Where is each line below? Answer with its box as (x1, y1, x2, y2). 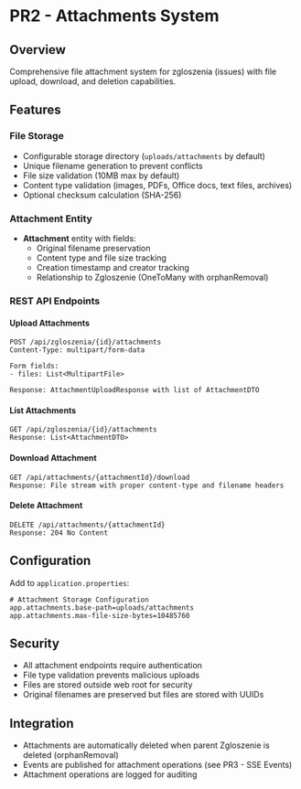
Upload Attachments (9, 317, 90, 328)
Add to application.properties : (9, 577, 130, 588)
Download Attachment (9, 452, 98, 463)
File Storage (9, 130, 64, 143)
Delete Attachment (9, 500, 83, 511)
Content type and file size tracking (36, 252, 167, 263)
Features (9, 102, 61, 118)
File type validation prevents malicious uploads (22, 669, 199, 681)
